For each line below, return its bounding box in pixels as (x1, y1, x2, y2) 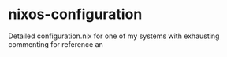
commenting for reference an (8, 39, 104, 48)
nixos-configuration (8, 5, 143, 23)
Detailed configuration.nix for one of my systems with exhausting (8, 31, 220, 41)
